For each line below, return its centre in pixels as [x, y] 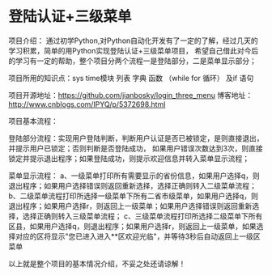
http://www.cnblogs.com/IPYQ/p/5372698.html [87, 104]
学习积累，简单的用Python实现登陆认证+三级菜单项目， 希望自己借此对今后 [134, 50]
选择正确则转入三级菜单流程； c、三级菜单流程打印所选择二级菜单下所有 [142, 216]
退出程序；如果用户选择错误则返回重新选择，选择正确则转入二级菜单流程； [132, 185]
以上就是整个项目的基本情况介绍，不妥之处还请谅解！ [97, 263]
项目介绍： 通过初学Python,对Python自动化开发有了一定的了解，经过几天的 [134, 40]
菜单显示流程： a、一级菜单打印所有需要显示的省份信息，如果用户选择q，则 [134, 176]
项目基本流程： [33, 121]
